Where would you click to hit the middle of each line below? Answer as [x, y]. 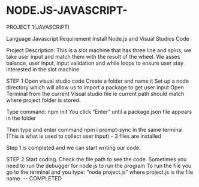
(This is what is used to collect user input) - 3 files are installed [84, 136]
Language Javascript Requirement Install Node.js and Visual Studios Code [98, 38]
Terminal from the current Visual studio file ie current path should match [95, 93]
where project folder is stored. [43, 100]
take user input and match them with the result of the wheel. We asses [93, 56]
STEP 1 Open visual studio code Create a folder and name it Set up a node [98, 81]
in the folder [21, 118]
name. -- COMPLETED [34, 178]
